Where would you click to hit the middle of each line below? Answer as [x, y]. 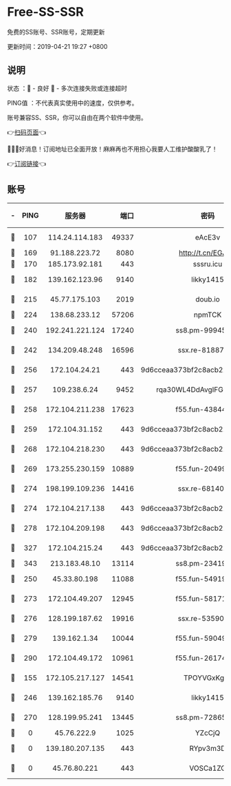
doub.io [208, 299]
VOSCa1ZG [208, 768]
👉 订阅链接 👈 [27, 163]
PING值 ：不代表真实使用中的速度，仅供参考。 [73, 103]
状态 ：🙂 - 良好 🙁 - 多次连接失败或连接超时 [67, 88]
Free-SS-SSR [45, 12]
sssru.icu [208, 264]
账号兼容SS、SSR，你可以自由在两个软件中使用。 [77, 117]
